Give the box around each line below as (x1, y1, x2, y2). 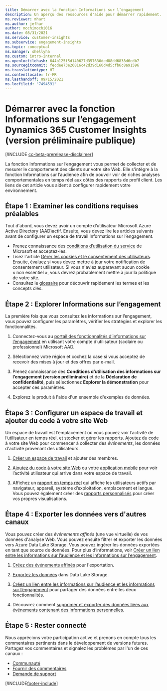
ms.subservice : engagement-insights (5, 40, 81, 45)
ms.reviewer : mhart (5, 16, 46, 21)
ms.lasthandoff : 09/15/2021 (5, 77, 64, 82)
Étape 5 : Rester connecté (5, 621, 87, 630)
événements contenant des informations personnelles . (12, 607, 125, 613)
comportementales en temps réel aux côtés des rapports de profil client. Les (5, 176, 163, 182)
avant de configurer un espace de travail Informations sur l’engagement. (5, 233, 154, 239)
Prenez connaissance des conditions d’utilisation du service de (12, 243, 142, 249)
